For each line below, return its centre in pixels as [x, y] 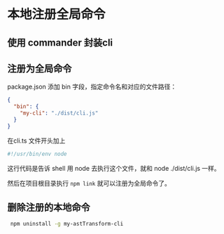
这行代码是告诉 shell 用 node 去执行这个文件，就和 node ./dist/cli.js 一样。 [114, 168]
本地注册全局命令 [57, 14]
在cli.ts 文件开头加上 [36, 141]
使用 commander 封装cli [60, 43]
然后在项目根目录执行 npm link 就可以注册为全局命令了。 [89, 183]
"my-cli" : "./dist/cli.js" [59, 113]
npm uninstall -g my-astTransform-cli [67, 224]
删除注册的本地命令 [49, 208]
